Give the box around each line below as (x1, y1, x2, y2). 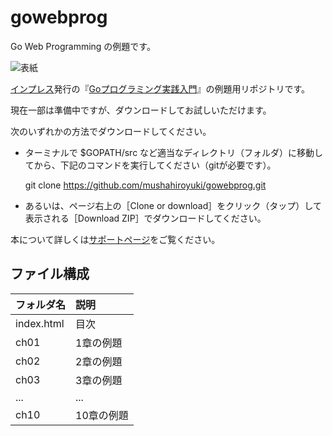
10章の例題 (75, 408, 129, 422)
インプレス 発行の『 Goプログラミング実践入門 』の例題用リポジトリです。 (10, 82, 311, 95)
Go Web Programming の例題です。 (10, 40, 156, 52)
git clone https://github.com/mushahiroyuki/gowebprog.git (24, 179, 267, 191)
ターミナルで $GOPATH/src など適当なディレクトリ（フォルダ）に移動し (24, 146, 324, 158)
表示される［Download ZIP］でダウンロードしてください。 (24, 212, 267, 224)
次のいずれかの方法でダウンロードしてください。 (10, 125, 212, 137)
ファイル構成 (10, 266, 90, 283)
